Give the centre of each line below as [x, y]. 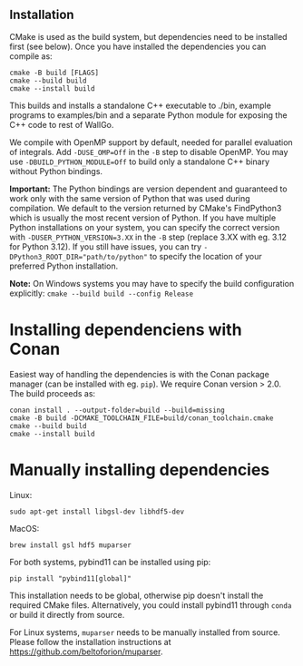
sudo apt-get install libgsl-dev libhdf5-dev [97, 512]
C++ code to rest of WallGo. [62, 124]
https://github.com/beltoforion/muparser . [86, 651]
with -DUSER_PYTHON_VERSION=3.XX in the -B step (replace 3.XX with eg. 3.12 [148, 237]
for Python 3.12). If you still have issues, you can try [106, 246]
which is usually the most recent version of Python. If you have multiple [143, 218]
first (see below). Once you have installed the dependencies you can [138, 46]
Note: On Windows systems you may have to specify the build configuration [152, 283]
